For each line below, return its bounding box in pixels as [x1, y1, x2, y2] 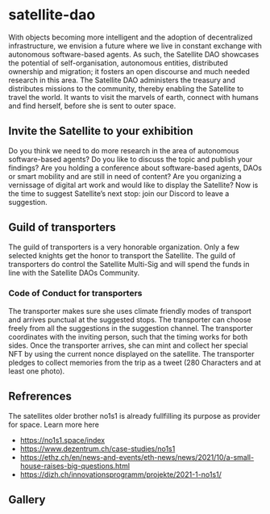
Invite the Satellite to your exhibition [8, 124, 193, 138]
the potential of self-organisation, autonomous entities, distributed [8, 58, 228, 68]
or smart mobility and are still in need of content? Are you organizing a [8, 171, 242, 181]
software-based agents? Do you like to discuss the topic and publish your [8, 154, 253, 164]
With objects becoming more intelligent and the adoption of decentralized [8, 32, 253, 42]
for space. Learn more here [8, 420, 99, 429]
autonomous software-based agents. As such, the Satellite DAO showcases [8, 49, 260, 59]
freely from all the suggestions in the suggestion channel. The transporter [8, 323, 254, 332]
